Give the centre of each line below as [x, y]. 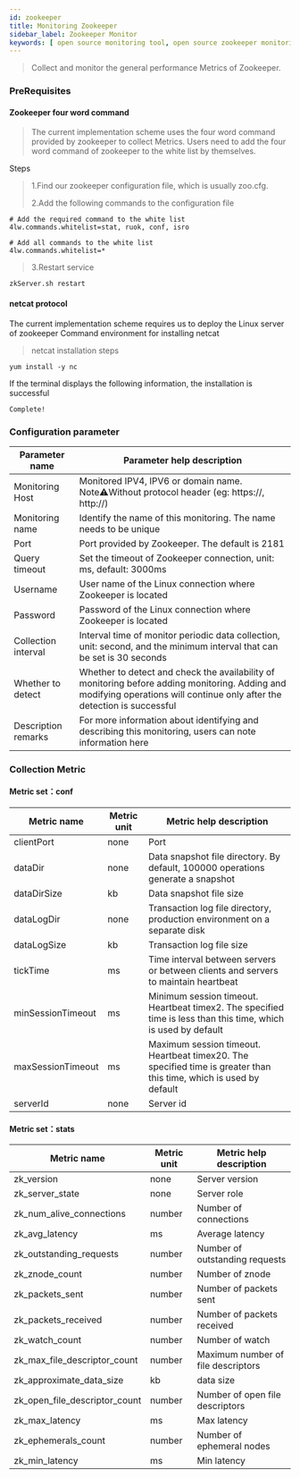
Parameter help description [183, 460]
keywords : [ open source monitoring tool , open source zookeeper [133, 42]
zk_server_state [47, 1194]
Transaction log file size [198, 945]
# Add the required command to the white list [97, 220]
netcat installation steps [75, 350]
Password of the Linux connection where [165, 609]
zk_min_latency [46, 1461]
